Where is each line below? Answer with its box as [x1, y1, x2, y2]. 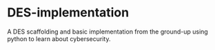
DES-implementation [7, 5, 130, 21]
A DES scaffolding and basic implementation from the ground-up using [7, 27, 208, 36]
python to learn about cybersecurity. [7, 34, 111, 42]
